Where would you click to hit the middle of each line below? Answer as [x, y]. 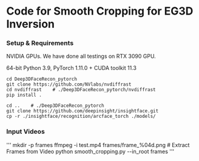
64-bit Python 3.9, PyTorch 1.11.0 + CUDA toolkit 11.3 [71, 68]
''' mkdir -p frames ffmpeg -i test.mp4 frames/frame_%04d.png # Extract [98, 145]
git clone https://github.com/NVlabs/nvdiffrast [69, 84]
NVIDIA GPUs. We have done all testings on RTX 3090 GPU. [81, 57]
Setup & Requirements [40, 43]
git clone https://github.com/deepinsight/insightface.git [83, 111]
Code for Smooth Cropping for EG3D [100, 11]
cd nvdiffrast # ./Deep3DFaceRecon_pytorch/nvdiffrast [81, 90]
